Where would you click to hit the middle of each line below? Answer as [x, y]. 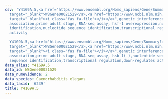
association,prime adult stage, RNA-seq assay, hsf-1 [67, 24]
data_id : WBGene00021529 [31, 70]
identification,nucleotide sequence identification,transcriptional [82, 28]
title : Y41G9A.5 [22, 88]
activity [19, 33]
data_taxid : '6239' [25, 84]
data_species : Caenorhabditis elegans [45, 79]
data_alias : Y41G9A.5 [28, 65]
